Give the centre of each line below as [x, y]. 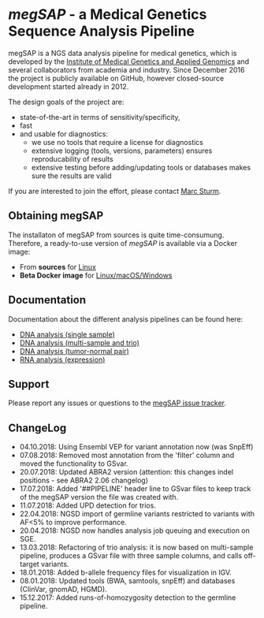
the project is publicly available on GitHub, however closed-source [116, 78]
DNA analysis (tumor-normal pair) [74, 351]
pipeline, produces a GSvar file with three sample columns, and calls [131, 556]
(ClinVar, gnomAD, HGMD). [63, 590]
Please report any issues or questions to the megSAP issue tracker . [117, 403]
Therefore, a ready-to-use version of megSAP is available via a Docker [123, 243]
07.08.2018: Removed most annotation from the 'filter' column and [127, 456]
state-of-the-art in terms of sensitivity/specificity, [100, 117]
